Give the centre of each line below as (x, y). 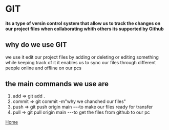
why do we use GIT (36, 45)
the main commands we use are (57, 84)
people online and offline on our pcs (44, 68)
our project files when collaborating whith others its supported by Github (84, 29)
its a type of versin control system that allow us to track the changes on (83, 23)
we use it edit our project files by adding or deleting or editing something (82, 57)
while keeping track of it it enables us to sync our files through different (81, 62)
